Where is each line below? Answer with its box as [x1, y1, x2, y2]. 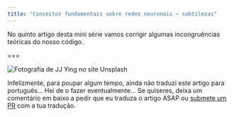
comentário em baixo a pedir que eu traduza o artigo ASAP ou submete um [7, 94, 227, 102]
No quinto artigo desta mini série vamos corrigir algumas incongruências [7, 30, 221, 38]
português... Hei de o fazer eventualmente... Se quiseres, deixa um [7, 86, 203, 94]
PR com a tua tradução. [7, 101, 76, 110]
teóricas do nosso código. [7, 37, 84, 46]
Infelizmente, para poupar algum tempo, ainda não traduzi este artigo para [7, 79, 225, 87]
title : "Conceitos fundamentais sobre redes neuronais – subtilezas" [7, 10, 218, 18]
